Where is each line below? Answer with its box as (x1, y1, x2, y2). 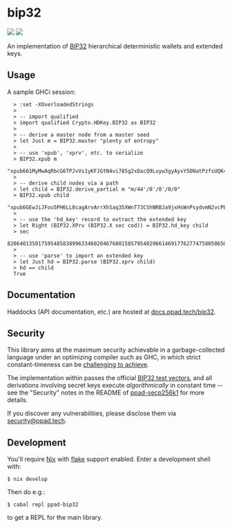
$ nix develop (7, 475, 48, 483)
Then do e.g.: (7, 488, 46, 496)
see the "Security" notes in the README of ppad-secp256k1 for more (7, 388, 205, 397)
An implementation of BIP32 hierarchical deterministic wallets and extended (7, 41, 223, 50)
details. (7, 396, 28, 404)
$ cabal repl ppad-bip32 (7, 501, 79, 509)
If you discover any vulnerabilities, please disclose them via (7, 409, 177, 417)
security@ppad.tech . (7, 417, 67, 425)
